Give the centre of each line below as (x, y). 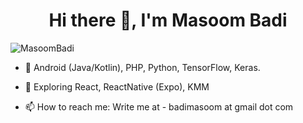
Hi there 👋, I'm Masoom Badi (168, 20)
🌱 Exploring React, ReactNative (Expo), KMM (117, 86)
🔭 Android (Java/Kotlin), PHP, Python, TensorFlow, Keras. (142, 67)
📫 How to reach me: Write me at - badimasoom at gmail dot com (159, 106)
